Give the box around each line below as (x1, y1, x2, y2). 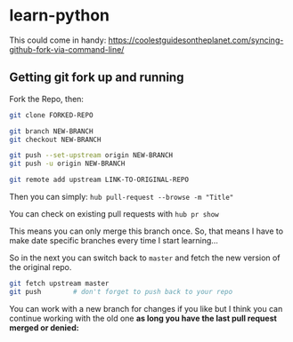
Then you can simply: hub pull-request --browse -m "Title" (9, 192, 234, 202)
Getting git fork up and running (9, 70, 184, 85)
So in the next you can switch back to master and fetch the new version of (9, 252, 281, 263)
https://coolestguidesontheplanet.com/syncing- (108, 35, 284, 45)
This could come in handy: (9, 35, 107, 45)
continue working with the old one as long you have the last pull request (9, 313, 278, 323)
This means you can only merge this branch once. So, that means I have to (9, 226, 283, 236)
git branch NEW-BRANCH (9, 126, 94, 136)
